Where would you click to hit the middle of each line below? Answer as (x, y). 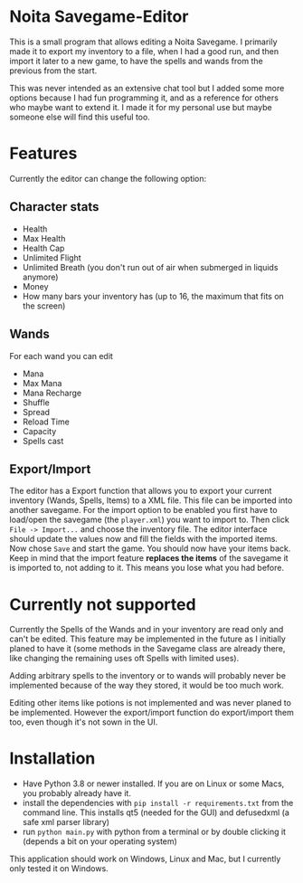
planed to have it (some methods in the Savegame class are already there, (147, 649)
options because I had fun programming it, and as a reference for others (144, 98)
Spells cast (43, 441)
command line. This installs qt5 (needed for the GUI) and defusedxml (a (156, 812)
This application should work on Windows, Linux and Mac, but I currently (145, 859)
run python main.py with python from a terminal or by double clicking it (154, 832)
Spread (36, 412)
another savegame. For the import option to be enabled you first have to (143, 510)
